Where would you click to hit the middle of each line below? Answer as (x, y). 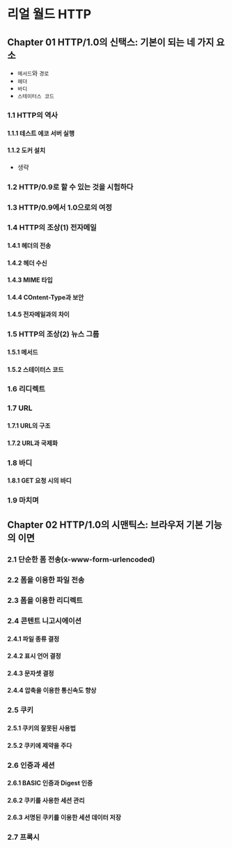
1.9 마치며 (23, 501)
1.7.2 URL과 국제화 (32, 443)
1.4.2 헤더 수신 (27, 262)
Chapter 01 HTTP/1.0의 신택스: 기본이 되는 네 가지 (111, 42)
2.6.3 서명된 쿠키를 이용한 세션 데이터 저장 (64, 817)
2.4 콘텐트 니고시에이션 (45, 621)
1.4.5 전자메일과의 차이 (38, 315)
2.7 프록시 (23, 838)
